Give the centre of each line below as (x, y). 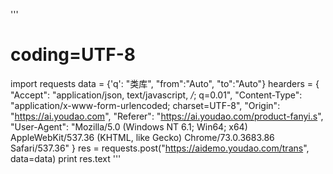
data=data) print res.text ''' (66, 158)
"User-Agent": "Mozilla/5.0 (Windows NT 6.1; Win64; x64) (129, 126)
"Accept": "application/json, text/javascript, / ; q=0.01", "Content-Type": (156, 95)
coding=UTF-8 (73, 55)
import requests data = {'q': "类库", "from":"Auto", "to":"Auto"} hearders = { (165, 83)
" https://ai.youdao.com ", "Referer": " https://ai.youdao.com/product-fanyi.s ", (167, 116)
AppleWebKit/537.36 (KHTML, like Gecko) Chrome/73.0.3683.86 (142, 137)
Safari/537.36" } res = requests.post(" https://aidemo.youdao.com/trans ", (160, 148)
